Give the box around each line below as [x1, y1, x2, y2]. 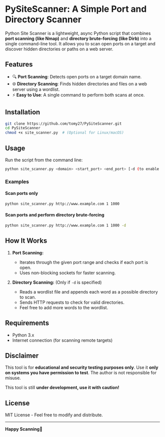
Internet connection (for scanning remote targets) [12, 337, 113, 343]
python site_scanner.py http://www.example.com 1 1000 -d [5, 223, 126, 228]
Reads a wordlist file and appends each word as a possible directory [19, 289, 158, 294]
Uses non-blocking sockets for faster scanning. [19, 270, 116, 276]
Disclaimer [5, 351, 39, 360]
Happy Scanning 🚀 [5, 426, 43, 432]
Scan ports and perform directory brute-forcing [5, 212, 105, 218]
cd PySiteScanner [5, 126, 41, 131]
